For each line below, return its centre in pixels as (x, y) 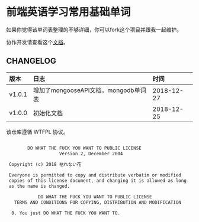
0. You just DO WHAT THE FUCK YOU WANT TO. (66, 213)
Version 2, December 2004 (91, 154)
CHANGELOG (31, 61)
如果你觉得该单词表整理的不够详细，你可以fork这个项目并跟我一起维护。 (94, 30)
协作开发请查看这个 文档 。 (37, 42)
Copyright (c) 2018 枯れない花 (45, 164)
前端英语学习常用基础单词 (69, 12)
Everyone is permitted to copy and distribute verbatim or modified (95, 175)
